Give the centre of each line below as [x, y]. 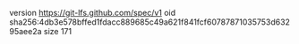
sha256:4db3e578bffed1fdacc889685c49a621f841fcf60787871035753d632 [150, 22]
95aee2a [26, 31]
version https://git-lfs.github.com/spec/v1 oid [93, 13]
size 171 [58, 31]
